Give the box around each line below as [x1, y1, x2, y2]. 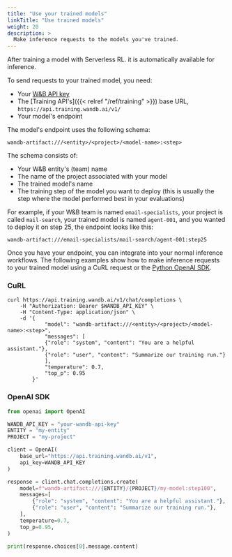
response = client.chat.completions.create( [7, 478, 139, 485]
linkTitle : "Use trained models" [7, 17, 105, 24]
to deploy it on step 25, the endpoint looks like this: [7, 223, 154, 231]
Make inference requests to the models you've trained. [13, 36, 179, 43]
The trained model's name [17, 179, 93, 188]
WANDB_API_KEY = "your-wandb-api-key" [7, 420, 120, 428]
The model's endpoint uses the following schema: [7, 126, 150, 134]
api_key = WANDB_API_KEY [20, 459, 86, 466]
